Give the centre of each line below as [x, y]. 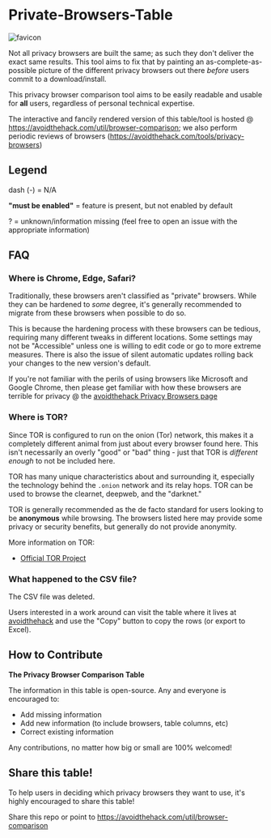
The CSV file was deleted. [52, 596]
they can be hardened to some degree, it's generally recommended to [125, 305]
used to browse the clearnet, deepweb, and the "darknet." [105, 494]
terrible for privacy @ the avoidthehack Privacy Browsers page [113, 396]
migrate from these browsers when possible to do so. [97, 313]
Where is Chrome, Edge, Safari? [72, 279]
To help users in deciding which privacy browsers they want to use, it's [127, 793]
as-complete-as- [234, 62]
